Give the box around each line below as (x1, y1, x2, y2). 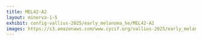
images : (6, 25, 26, 32)
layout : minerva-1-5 (6, 14, 58, 20)
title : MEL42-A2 (6, 8, 47, 15)
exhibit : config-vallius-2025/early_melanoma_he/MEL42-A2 (6, 20, 155, 26)
